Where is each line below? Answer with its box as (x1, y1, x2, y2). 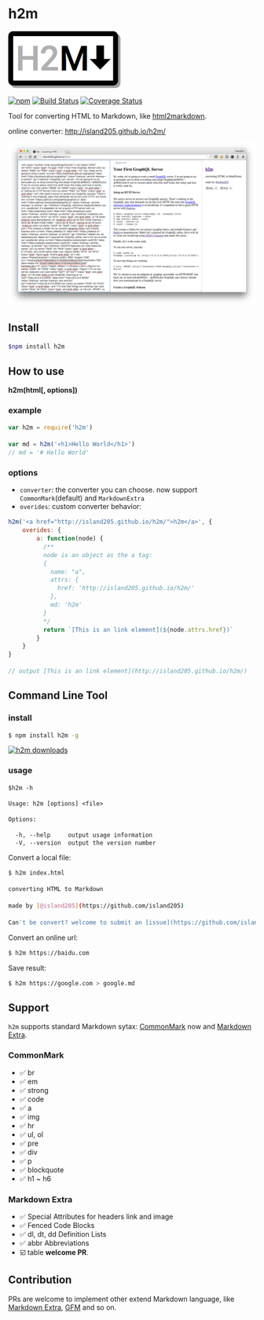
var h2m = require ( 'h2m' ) (8, 423, 93, 432)
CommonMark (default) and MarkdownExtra (19, 493, 145, 503)
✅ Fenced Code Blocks (19, 1221, 95, 1230)
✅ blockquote (19, 1164, 64, 1175)
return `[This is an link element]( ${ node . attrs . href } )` (42, 625, 234, 633)
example (8, 405, 42, 416)
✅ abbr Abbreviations (19, 1238, 90, 1248)
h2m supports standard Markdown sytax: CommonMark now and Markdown (8, 1022, 252, 1032)
